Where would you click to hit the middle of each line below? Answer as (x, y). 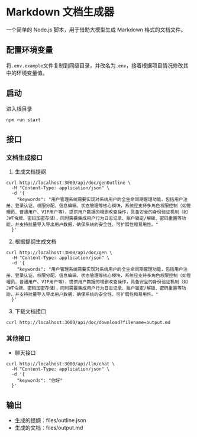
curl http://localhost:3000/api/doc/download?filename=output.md (88, 323)
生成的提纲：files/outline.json (51, 420)
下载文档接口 (30, 312)
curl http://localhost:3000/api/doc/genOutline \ (69, 183)
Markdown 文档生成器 (60, 12)
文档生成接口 (25, 157)
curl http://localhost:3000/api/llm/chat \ (61, 364)
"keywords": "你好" (40, 380)
